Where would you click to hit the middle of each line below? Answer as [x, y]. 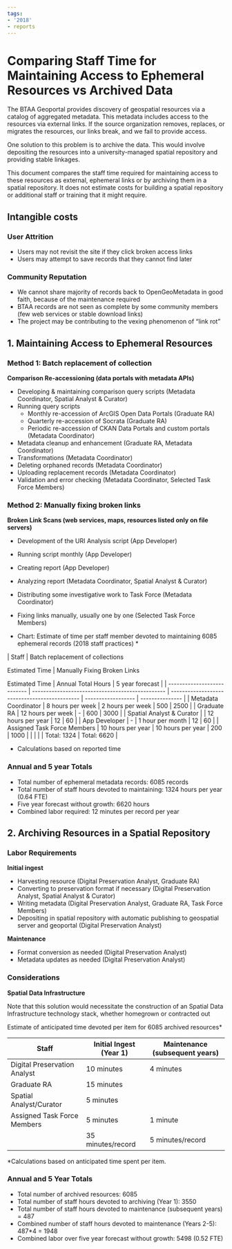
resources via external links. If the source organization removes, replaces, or [116, 124]
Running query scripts [49, 406]
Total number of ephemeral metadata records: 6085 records [103, 782]
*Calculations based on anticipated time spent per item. [87, 1161]
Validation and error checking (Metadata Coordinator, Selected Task [114, 479]
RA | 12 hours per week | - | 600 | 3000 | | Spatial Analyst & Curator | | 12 [110, 714]
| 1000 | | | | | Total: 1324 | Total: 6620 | [62, 736]
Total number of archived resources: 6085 [77, 1194]
